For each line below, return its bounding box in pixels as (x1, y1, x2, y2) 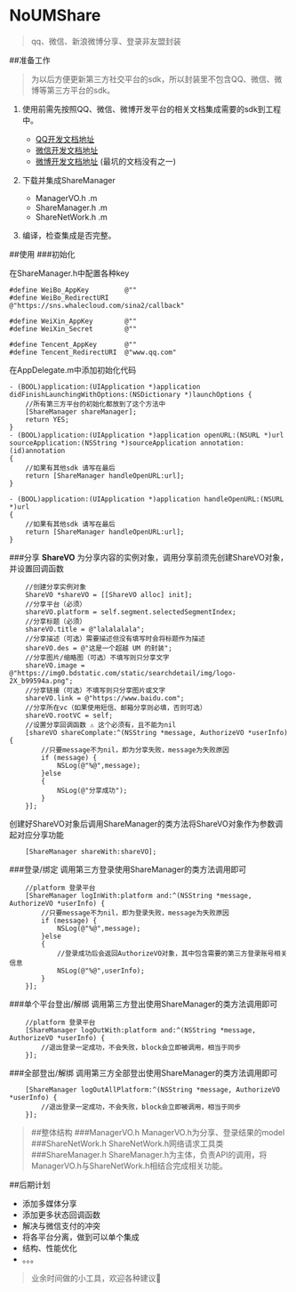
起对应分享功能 (9, 829, 64, 840)
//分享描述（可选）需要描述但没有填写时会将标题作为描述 (25, 634, 206, 643)
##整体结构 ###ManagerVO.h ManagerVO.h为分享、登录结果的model (30, 1126, 285, 1137)
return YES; (25, 415, 69, 424)
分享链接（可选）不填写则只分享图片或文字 (32, 686, 166, 695)
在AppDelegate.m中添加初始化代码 (9, 364, 136, 375)
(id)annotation (9, 446, 66, 455)
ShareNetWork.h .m (35, 211, 108, 222)
